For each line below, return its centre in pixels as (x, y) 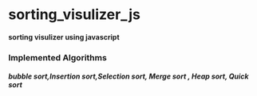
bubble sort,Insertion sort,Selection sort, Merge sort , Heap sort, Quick (128, 76)
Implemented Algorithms (58, 57)
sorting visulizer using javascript (64, 36)
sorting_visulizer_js (75, 15)
